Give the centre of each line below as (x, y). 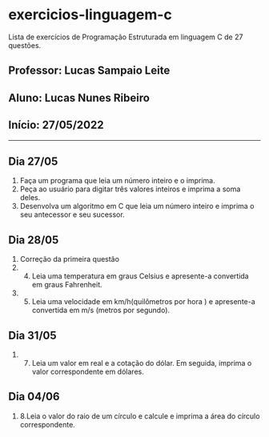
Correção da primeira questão (70, 259)
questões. (25, 45)
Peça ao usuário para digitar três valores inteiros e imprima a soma (130, 189)
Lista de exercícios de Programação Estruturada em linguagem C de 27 (126, 37)
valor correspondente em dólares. (88, 371)
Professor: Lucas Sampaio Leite (89, 71)
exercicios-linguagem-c (90, 15)
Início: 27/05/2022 (56, 125)
